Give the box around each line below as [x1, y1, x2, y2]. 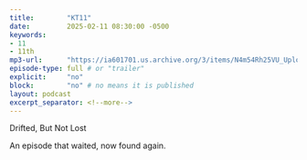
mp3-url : [9, 55, 43, 65]
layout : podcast [9, 89, 71, 98]
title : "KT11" [9, 13, 92, 23]
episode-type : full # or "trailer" [9, 65, 145, 74]
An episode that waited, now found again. [9, 140, 166, 151]
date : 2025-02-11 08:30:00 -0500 [9, 22, 170, 31]
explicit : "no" [9, 73, 84, 82]
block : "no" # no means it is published [9, 81, 195, 90]
